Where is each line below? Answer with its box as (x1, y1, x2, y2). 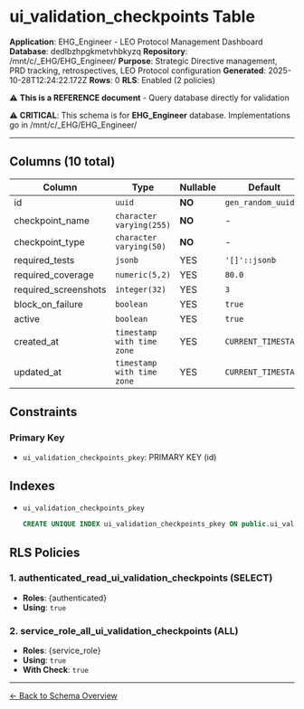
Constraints (9, 404, 78, 420)
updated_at (14, 365, 62, 378)
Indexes (9, 477, 56, 494)
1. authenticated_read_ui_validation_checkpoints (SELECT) (9, 572, 273, 584)
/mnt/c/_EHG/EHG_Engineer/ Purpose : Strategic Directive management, (9, 55, 278, 66)
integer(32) (114, 284, 166, 295)
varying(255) (114, 220, 172, 230)
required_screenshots (14, 283, 107, 296)
